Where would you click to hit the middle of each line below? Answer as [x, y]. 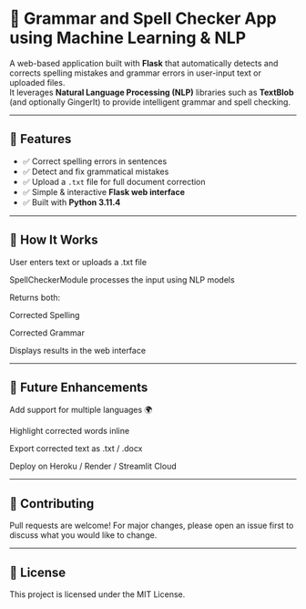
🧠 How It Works [54, 240]
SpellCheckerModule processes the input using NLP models [122, 279]
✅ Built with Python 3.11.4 [71, 202]
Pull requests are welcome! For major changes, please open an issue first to [152, 526]
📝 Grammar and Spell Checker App [143, 19]
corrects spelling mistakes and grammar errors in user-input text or [135, 73]
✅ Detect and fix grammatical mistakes [96, 171]
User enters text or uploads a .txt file [78, 262]
